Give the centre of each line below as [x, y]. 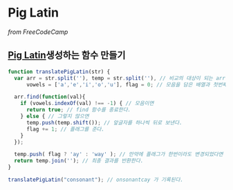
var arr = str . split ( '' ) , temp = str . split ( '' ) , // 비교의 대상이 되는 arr [120, 78]
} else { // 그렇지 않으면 [55, 116]
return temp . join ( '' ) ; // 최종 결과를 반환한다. [79, 161]
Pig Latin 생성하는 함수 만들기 [67, 56]
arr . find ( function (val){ [50, 97]
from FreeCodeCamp [38, 32]
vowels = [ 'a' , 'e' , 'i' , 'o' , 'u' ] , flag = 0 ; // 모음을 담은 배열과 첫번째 [127, 84]
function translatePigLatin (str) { [59, 72]
